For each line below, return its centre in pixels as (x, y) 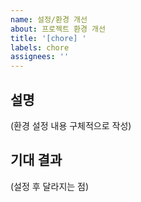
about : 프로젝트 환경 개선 (58, 29)
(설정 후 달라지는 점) (50, 186)
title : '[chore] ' (48, 38)
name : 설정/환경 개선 (49, 19)
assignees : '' (40, 57)
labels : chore (40, 47)
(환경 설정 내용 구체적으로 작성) (71, 125)
